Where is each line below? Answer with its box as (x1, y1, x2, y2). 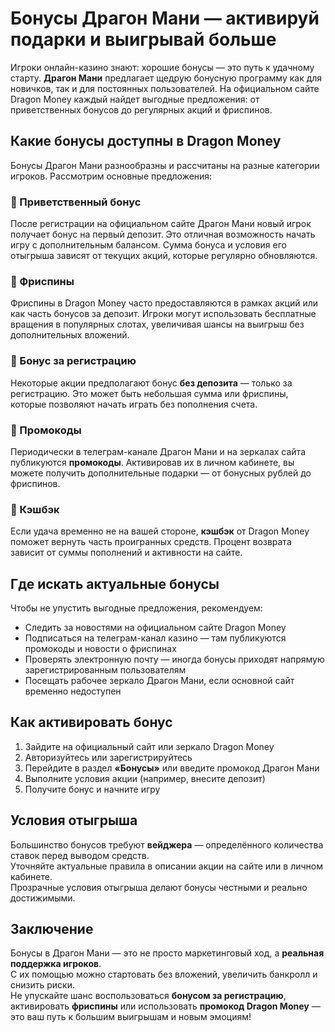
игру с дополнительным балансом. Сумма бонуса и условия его (10, 239, 287, 251)
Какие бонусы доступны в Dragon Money (10, 133, 282, 150)
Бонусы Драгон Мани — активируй (10, 7, 320, 30)
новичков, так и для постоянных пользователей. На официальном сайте (10, 82, 320, 94)
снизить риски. (10, 979, 75, 991)
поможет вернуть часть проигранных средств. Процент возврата (10, 536, 292, 548)
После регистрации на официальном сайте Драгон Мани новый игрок (10, 218, 312, 230)
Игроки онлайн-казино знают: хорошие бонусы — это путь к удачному (10, 61, 315, 73)
